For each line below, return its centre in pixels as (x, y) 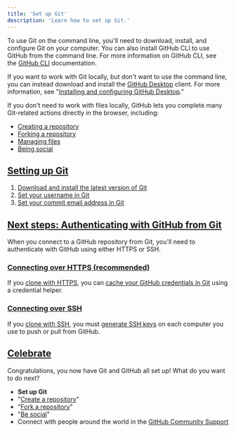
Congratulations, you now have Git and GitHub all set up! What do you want (117, 370)
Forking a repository (47, 134)
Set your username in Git (53, 195)
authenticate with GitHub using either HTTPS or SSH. (84, 249)
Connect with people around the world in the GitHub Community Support (123, 421)
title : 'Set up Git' (38, 14)
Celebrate (29, 354)
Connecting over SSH (45, 308)
